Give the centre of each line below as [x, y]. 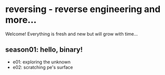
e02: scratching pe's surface [43, 67]
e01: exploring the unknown [42, 62]
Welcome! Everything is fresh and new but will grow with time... [72, 34]
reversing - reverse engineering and [83, 9]
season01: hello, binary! [44, 50]
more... [21, 20]
